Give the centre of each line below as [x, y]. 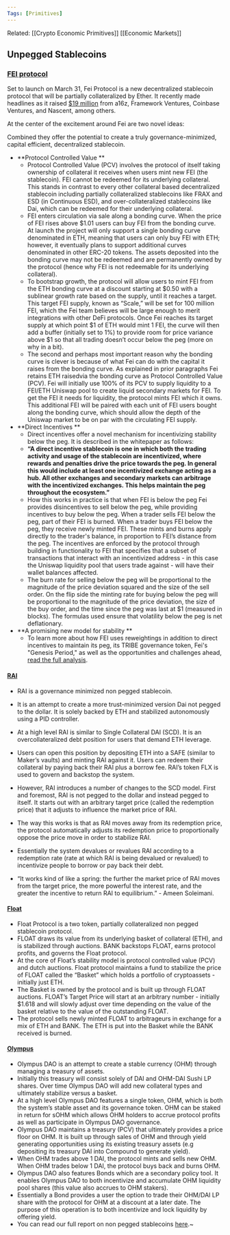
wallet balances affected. [63, 573]
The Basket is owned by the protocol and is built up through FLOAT [111, 989]
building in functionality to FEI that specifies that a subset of [112, 551]
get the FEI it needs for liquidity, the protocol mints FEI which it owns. [125, 398]
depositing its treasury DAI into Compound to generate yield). [103, 1151]
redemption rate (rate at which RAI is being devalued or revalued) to [113, 858]
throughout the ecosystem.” [68, 492]
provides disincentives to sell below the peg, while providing [112, 507]
